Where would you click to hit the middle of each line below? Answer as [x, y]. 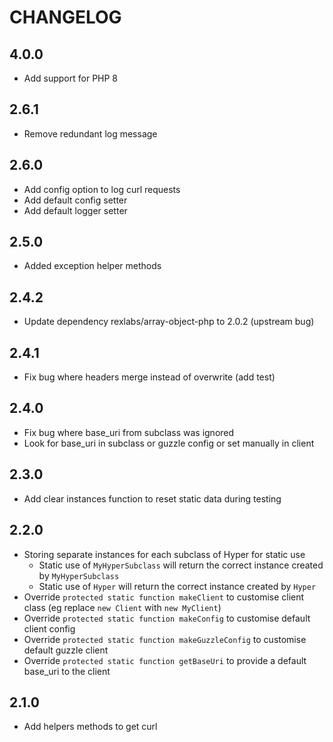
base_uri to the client [67, 671]
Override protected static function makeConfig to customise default [167, 618]
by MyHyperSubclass [79, 575]
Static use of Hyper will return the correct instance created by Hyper [177, 586]
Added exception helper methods [92, 266]
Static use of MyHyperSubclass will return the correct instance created [181, 565]
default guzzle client [66, 650]
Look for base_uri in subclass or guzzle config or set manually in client [169, 443]
